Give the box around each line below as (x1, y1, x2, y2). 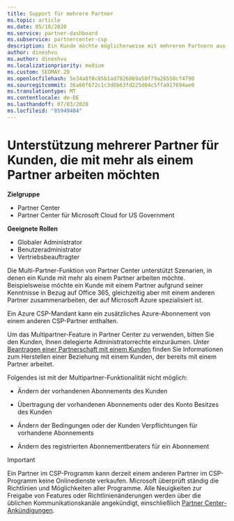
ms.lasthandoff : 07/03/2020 (7, 101, 89, 108)
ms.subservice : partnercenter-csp (7, 36, 108, 43)
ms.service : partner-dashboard (7, 29, 98, 37)
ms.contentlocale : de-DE (7, 95, 79, 102)
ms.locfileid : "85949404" (7, 107, 82, 114)
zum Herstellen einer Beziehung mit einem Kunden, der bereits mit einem (7, 352, 217, 361)
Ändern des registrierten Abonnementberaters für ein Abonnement (17, 442, 210, 450)
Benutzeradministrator (17, 245, 82, 254)
